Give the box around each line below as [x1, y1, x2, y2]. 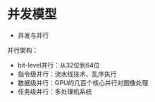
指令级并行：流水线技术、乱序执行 [17, 70, 117, 78]
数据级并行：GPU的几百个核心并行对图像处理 [17, 78, 149, 87]
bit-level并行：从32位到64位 [17, 60, 100, 69]
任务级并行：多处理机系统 [17, 87, 92, 96]
